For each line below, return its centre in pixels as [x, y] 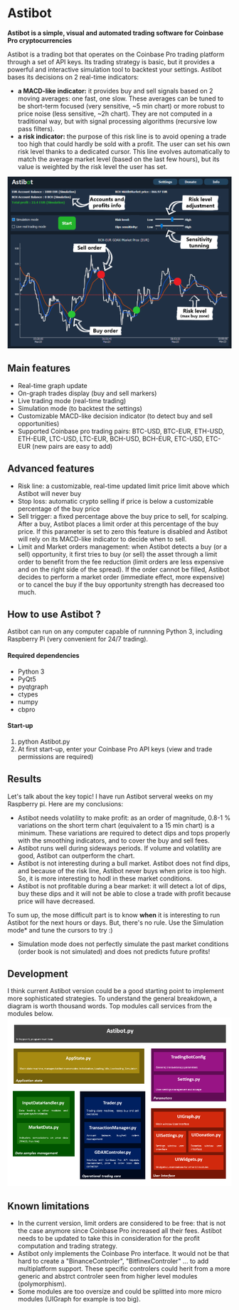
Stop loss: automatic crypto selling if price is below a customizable [115, 501]
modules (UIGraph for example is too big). [79, 1299]
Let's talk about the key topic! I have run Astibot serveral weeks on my [110, 796]
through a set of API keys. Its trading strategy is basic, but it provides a [111, 61]
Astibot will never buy [49, 493]
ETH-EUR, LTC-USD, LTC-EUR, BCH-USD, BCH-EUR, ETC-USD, [111, 438]
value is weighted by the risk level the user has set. [92, 166]
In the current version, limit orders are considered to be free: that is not [122, 1223]
